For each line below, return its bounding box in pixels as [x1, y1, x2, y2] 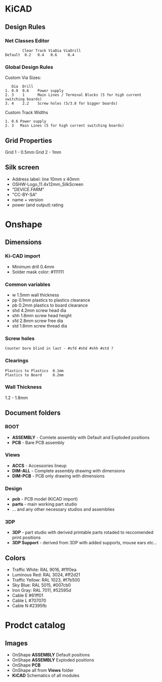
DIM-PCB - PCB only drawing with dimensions [12, 473, 105, 479]
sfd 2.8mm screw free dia [12, 318, 63, 324]
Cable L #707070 [12, 598, 46, 603]
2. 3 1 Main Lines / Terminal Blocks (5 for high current [5, 93, 142, 97]
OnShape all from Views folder [12, 667, 74, 673]
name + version [12, 196, 44, 202]
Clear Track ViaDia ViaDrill [22, 48, 81, 53]
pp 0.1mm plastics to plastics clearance [12, 297, 90, 303]
